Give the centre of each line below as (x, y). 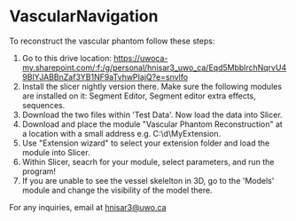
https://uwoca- (141, 58)
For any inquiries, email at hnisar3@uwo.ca (88, 207)
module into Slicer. (56, 152)
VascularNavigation (84, 16)
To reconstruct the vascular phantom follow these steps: (112, 41)
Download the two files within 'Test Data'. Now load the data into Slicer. (152, 114)
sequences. (43, 105)
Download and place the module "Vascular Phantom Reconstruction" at (152, 124)
